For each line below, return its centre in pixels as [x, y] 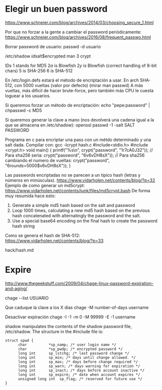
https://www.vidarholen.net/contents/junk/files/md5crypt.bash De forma [78, 190]
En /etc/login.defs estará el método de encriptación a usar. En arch [72, 80]
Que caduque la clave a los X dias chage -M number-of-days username [77, 307]
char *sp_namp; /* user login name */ [67, 345]
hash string [23, 226]
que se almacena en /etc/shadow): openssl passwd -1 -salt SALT [70, 125]
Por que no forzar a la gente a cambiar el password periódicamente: [73, 32]
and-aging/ [16, 288]
